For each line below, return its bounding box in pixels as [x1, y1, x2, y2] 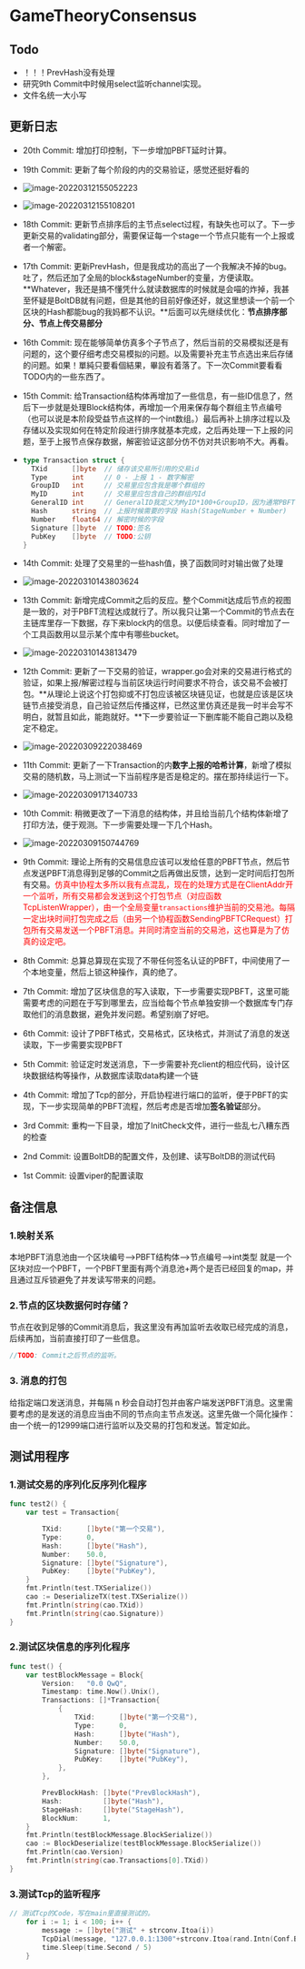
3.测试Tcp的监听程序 [9, 1887, 101, 1900]
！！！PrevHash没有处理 [22, 67, 115, 77]
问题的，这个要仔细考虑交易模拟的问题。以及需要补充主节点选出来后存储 [22, 348, 293, 359]
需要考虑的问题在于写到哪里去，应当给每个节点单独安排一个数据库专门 [22, 997, 286, 1008]
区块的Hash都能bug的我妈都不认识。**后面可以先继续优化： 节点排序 [22, 306, 280, 317]
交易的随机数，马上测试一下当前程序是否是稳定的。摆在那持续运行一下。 [22, 771, 293, 783]
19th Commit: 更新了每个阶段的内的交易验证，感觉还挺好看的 [22, 164, 250, 175]
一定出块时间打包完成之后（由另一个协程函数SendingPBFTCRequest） [22, 914, 286, 924]
